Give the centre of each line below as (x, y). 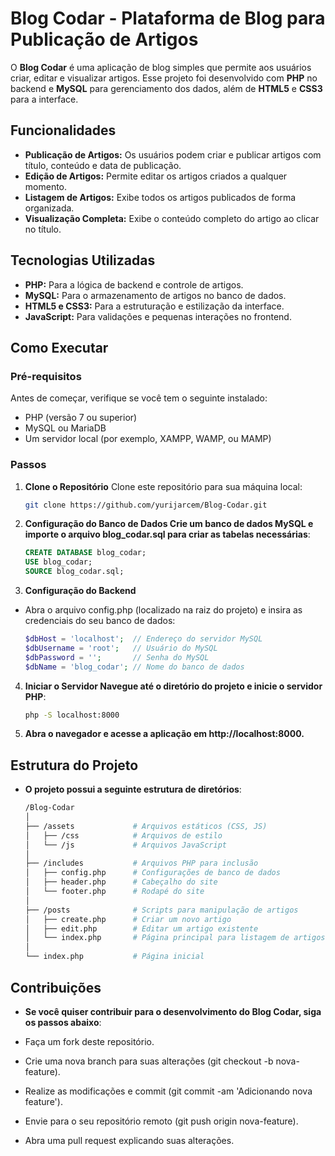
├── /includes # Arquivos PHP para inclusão (141, 863)
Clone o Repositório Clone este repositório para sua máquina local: (163, 486)
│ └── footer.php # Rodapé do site (114, 892)
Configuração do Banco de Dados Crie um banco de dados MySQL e (169, 524)
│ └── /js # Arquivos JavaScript (125, 845)
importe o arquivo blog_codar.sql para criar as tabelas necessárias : (167, 534)
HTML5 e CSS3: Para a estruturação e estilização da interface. (154, 306)
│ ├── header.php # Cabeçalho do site (121, 882)
